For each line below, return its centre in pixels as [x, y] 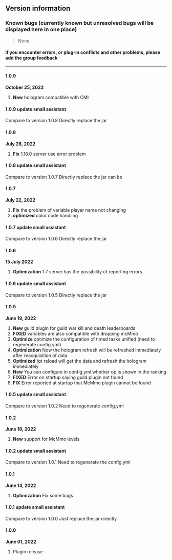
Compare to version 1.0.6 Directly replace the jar [56, 239]
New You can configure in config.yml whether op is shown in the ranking [89, 371]
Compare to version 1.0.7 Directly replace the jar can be [64, 177]
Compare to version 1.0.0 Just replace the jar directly [61, 518]
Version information [38, 8]
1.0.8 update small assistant [36, 165]
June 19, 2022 [21, 318]
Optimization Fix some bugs [43, 495]
